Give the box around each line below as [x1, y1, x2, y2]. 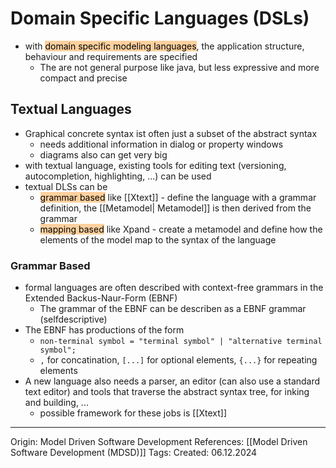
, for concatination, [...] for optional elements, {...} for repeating [39, 354, 318, 366]
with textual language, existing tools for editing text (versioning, [24, 159, 287, 171]
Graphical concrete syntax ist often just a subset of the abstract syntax [24, 127, 318, 139]
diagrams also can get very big [39, 148, 168, 161]
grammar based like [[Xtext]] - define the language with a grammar [39, 191, 317, 203]
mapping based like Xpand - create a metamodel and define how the [39, 223, 323, 235]
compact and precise [39, 72, 128, 84]
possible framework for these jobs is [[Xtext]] [39, 407, 228, 419]
